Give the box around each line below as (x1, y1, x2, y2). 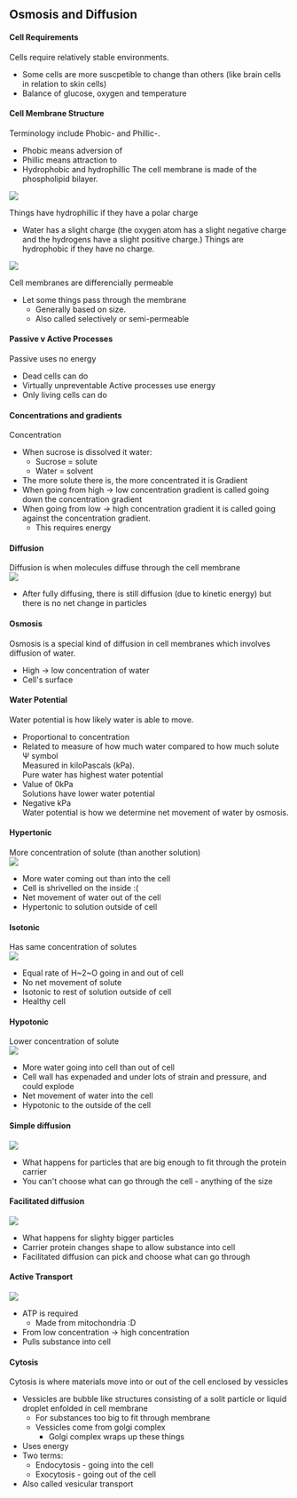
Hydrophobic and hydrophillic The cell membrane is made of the (21, 163, 257, 174)
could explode (21, 1081, 74, 1092)
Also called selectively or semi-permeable (35, 313, 189, 323)
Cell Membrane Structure (9, 108, 105, 119)
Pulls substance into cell (21, 1336, 112, 1347)
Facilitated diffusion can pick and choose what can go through (21, 1251, 251, 1262)
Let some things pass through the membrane (21, 294, 187, 305)
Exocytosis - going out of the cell (35, 1470, 157, 1480)
